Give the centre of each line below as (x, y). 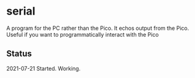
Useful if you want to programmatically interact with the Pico (83, 34)
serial (21, 11)
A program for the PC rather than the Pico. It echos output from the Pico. (98, 28)
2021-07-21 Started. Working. (43, 68)
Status (19, 54)
